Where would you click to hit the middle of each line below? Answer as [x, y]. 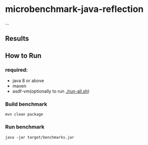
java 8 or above [28, 81]
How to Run [23, 56]
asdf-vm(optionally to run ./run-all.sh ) [51, 91]
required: [17, 70]
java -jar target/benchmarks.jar [40, 137]
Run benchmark [25, 127]
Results [17, 39]
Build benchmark [26, 104]
